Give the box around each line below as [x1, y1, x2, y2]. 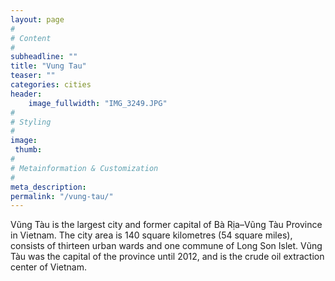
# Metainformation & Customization [10, 163, 159, 173]
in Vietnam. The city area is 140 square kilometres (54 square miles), [10, 229, 293, 241]
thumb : [14, 145, 43, 155]
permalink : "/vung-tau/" [10, 191, 114, 201]
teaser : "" [10, 71, 56, 81]
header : [10, 89, 43, 99]
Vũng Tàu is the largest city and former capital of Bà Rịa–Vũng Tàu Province [10, 219, 323, 231]
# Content [10, 33, 52, 43]
